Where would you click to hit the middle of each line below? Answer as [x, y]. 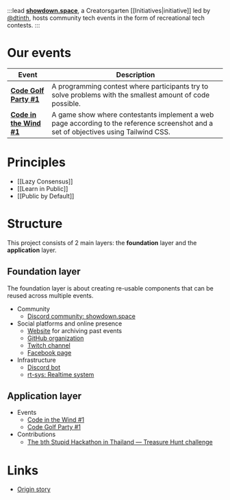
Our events [39, 53]
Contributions [36, 434]
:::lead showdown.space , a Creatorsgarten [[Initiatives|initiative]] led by [109, 11]
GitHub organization [55, 338]
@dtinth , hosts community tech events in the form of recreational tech [106, 18]
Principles [37, 162]
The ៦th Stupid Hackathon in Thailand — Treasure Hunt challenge [120, 442]
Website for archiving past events [74, 330]
